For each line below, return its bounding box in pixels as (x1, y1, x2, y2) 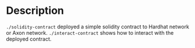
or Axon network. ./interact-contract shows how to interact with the (6, 29, 174, 36)
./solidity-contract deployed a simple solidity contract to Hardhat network (6, 23, 190, 30)
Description (6, 4, 64, 17)
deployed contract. (6, 35, 52, 42)
